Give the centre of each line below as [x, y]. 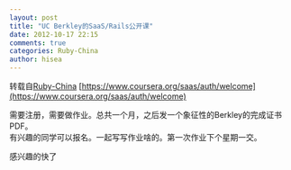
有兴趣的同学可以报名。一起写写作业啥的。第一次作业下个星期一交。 [136, 137]
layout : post [34, 18]
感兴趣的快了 [33, 157]
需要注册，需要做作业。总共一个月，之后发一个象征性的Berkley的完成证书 [145, 115]
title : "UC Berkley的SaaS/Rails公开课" [82, 26]
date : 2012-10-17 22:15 [54, 34]
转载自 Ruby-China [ [46, 86]
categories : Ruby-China [54, 51]
